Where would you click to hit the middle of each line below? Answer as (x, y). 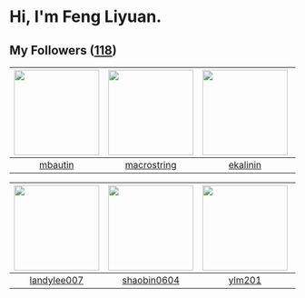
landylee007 (57, 280)
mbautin (57, 165)
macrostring (151, 165)
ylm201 (245, 280)
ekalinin (245, 165)
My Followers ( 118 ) (63, 50)
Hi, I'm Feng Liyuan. (85, 17)
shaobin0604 (151, 280)
